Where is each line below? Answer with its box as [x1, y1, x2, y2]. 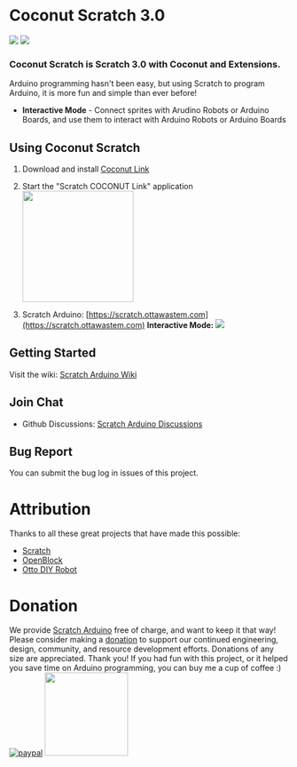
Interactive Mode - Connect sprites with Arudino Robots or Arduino [21, 105, 270, 116]
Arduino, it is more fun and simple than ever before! [9, 88, 198, 99]
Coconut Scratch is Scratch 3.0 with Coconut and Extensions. [9, 58, 281, 70]
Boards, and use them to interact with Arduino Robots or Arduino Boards [21, 115, 286, 125]
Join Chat [9, 395, 64, 410]
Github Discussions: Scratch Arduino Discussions [21, 419, 203, 429]
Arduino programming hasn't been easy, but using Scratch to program [9, 78, 266, 89]
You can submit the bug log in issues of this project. [9, 467, 199, 478]
